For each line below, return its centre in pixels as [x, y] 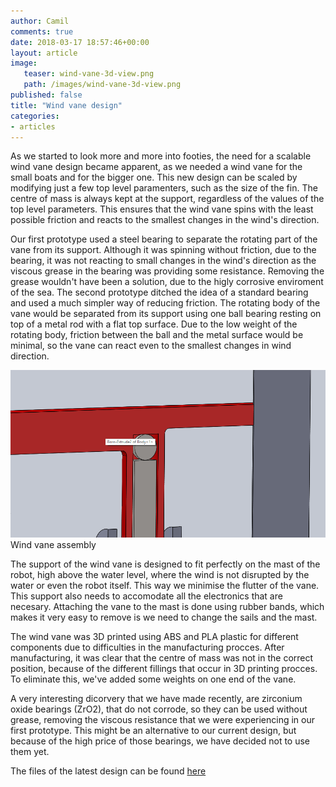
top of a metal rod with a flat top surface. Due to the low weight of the [154, 324]
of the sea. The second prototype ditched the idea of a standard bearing [159, 292]
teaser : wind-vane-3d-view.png [89, 74]
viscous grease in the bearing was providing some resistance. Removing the [167, 271]
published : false [46, 95]
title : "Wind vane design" [66, 105]
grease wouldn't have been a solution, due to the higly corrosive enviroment [167, 282]
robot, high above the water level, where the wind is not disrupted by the [160, 575]
